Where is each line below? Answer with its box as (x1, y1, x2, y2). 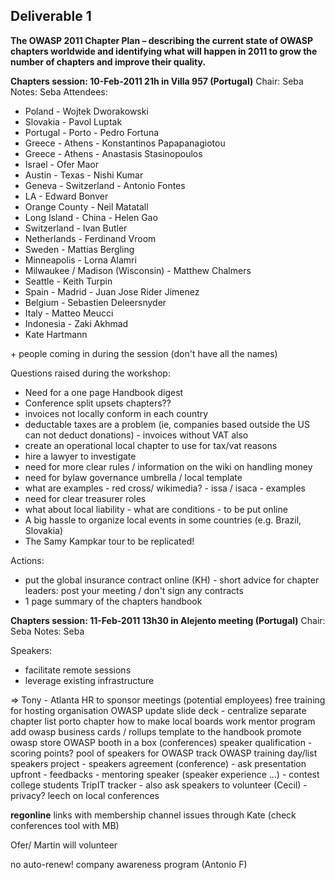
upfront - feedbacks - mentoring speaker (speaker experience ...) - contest (10, 768, 320, 780)
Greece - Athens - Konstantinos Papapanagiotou (24, 137, 226, 149)
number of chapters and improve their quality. (10, 55, 207, 68)
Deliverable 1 (10, 8, 92, 25)
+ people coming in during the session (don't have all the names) (10, 347, 278, 359)
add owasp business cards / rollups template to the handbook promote (10, 725, 302, 738)
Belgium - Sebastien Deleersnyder (24, 296, 167, 308)
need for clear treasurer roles (24, 492, 147, 504)
